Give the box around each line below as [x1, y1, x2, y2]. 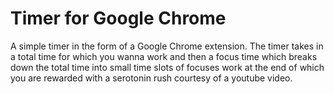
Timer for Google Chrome [10, 7, 227, 30]
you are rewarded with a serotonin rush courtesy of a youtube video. [10, 72, 293, 84]
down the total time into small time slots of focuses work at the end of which [10, 61, 325, 73]
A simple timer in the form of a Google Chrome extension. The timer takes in [10, 40, 324, 52]
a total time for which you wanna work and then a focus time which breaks [10, 50, 318, 62]
